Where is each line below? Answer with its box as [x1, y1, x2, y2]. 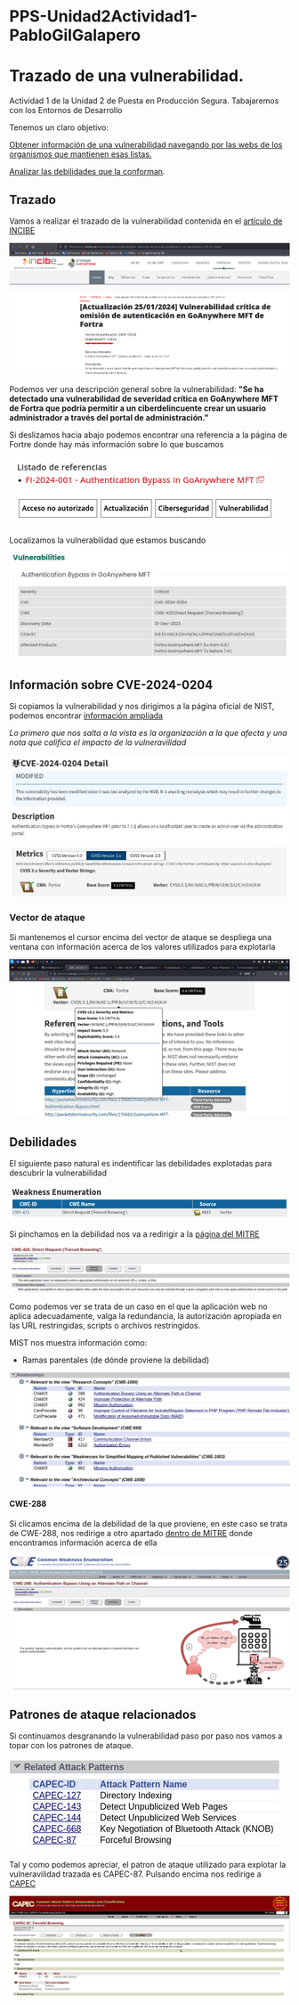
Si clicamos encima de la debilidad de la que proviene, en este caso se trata [9, 1518, 287, 1529]
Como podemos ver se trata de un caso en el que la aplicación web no [9, 1301, 269, 1312]
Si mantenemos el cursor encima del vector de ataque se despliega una [9, 931, 272, 942]
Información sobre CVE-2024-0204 [9, 677, 214, 692]
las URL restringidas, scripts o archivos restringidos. [9, 1321, 201, 1331]
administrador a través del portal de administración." [9, 413, 209, 423]
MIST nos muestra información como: [9, 1338, 148, 1348]
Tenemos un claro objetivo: [9, 122, 109, 133]
